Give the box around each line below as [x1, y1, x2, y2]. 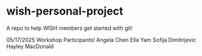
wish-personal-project [6, 4, 124, 18]
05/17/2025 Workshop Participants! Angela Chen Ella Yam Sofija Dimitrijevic [6, 36, 197, 43]
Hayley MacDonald [6, 43, 54, 50]
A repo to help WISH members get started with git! [6, 24, 133, 32]
